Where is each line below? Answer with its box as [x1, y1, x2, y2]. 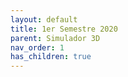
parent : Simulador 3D [10, 33, 101, 43]
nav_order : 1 [10, 42, 65, 53]
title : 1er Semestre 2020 [10, 24, 118, 34]
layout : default [10, 14, 78, 25]
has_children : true [10, 52, 92, 62]
